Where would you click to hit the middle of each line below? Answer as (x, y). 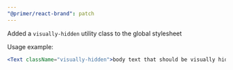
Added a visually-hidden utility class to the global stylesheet (95, 33)
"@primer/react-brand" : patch (51, 14)
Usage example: (31, 46)
